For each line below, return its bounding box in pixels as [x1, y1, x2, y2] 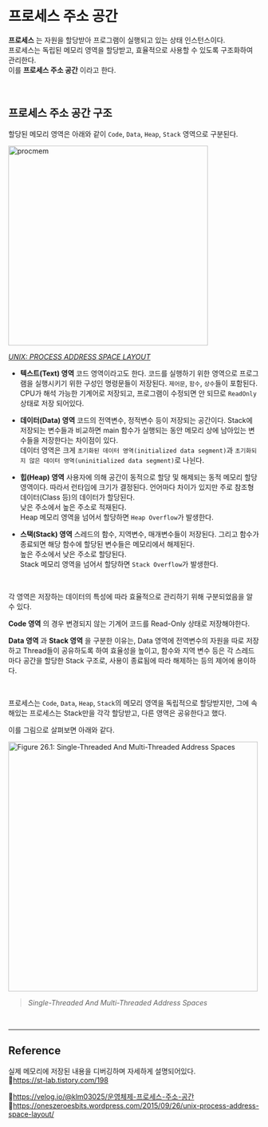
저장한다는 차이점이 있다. [41, 435, 118, 444]
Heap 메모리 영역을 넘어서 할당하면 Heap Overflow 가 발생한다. [19, 512, 214, 522]
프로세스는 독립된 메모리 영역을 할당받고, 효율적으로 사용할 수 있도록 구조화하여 [8, 45, 254, 54]
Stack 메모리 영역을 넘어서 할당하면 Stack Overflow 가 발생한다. [19, 559, 219, 568]
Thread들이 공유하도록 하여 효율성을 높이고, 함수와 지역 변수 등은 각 [22, 645, 234, 655]
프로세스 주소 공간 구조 [8, 106, 113, 120]
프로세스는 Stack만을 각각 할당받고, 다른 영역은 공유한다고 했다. [29, 708, 227, 718]
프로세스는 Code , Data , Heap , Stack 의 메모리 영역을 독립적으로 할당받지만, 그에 [8, 698, 250, 707]
